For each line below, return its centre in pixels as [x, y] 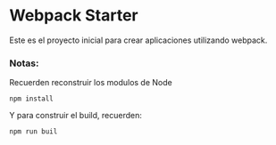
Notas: [24, 63]
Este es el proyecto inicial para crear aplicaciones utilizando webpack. [138, 40]
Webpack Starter [74, 16]
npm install [31, 99]
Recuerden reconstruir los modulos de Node [91, 83]
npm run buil [33, 132]
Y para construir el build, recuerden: [76, 116]
